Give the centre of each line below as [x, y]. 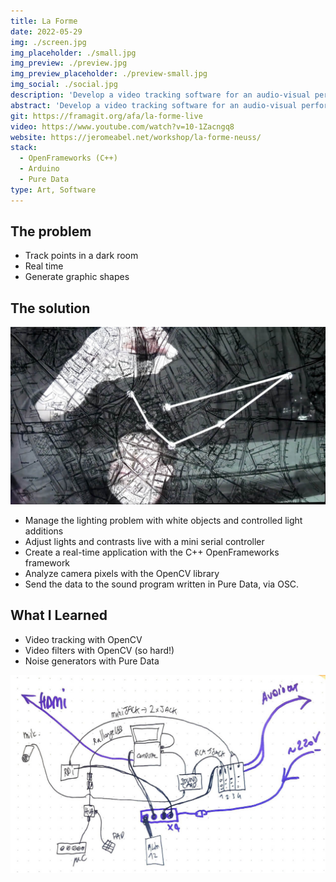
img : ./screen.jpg [48, 42]
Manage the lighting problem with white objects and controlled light [163, 520]
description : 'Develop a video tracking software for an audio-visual [160, 95]
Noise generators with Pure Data [92, 661]
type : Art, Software [53, 190]
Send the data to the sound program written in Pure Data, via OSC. [162, 584]
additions [44, 531]
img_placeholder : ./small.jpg [73, 53]
